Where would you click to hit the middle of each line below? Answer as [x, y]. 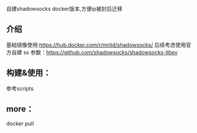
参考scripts [20, 88]
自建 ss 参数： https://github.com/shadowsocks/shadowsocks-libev [94, 52]
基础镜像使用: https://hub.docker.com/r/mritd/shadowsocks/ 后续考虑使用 [96, 45]
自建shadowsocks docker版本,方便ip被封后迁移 [64, 9]
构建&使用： [29, 73]
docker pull [20, 123]
